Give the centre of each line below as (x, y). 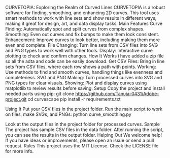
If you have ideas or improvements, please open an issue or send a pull (80, 140)
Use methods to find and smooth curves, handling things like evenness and (84, 72)
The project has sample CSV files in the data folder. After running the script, (84, 130)
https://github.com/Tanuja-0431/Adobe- (117, 94)
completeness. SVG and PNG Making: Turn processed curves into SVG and (84, 77)
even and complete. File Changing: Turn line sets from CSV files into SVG (82, 45)
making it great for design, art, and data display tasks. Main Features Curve (84, 23)
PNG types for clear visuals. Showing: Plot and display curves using (76, 83)
